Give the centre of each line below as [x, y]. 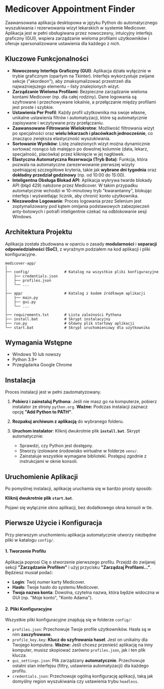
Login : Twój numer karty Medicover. [49, 582]
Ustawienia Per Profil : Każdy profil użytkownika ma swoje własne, [79, 112]
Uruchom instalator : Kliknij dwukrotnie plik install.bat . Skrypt [76, 431]
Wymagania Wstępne [39, 343]
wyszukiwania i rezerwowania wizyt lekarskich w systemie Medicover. [76, 27]
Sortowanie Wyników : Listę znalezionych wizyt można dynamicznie [81, 144]
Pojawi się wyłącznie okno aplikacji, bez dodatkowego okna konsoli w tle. [79, 508]
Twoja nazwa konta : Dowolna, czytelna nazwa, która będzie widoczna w [86, 592]
